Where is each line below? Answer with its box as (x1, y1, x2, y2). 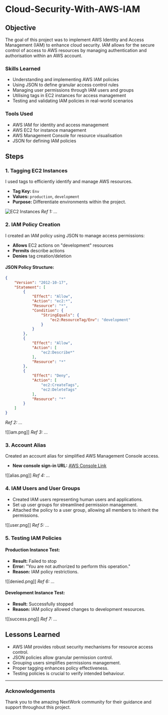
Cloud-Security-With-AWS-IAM (5, 4, 140, 15)
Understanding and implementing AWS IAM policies (12, 77, 119, 83)
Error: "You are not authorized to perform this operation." (12, 563, 131, 569)
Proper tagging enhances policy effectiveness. (12, 665, 109, 671)
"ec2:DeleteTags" (40, 387, 77, 392)
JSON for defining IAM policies (12, 138, 76, 144)
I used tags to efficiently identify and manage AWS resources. (5, 179, 132, 185)
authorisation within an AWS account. (5, 53, 82, 59)
